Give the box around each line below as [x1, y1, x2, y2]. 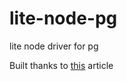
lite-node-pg [9, 7, 118, 30]
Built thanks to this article [9, 59, 114, 71]
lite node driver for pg [9, 40, 99, 52]
